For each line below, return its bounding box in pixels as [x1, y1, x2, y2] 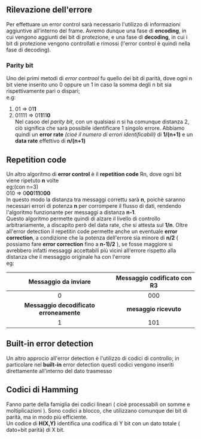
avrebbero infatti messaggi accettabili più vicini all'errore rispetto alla [6, 247, 176, 254]
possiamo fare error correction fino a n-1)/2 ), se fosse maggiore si [6, 240, 173, 247]
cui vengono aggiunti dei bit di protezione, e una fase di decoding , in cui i [6, 33, 188, 41]
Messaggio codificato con [115, 274, 192, 282]
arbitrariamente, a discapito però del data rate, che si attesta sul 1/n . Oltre [6, 221, 188, 228]
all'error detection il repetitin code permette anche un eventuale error [6, 228, 178, 235]
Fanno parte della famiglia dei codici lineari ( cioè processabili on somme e [6, 401, 190, 408]
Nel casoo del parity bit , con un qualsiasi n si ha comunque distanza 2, [14, 118, 190, 125]
